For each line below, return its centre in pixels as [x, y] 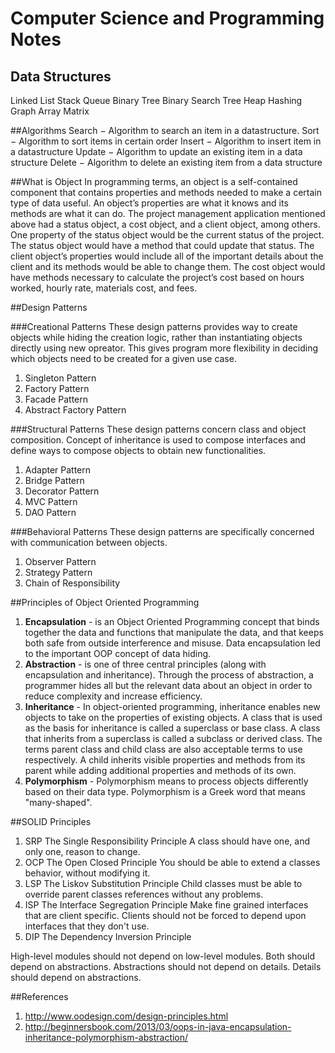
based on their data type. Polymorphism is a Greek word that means [165, 791]
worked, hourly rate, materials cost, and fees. [104, 288]
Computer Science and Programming [167, 18]
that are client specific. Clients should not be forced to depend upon [165, 915]
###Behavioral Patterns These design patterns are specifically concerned [162, 531]
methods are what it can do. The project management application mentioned [168, 213]
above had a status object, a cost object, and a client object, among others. [165, 224]
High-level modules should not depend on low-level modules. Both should [162, 956]
